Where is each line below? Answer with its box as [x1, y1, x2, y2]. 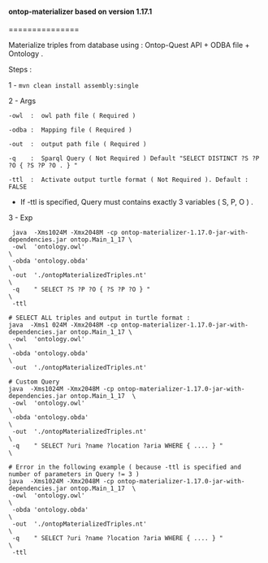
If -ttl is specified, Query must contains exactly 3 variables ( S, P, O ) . [19, 197, 253, 207]
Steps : [8, 65, 32, 75]
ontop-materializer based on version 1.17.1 [8, 6, 153, 16]
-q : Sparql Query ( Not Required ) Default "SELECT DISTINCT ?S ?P [8, 154, 260, 162]
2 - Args [8, 96, 37, 106]
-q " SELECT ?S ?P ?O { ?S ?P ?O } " [11, 285, 151, 294]
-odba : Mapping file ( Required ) [8, 126, 132, 134]
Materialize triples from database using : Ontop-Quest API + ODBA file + [8, 41, 250, 50]
